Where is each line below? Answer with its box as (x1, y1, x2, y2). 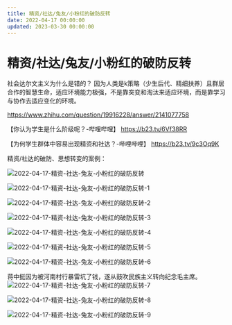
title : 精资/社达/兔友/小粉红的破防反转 (7, 10, 111, 17)
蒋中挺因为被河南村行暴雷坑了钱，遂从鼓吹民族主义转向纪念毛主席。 (7, 272, 202, 281)
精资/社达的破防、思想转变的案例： (7, 154, 107, 163)
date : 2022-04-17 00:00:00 (7, 17, 85, 24)
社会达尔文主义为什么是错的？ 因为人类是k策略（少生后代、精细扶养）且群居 (7, 79, 225, 87)
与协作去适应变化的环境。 (7, 97, 80, 105)
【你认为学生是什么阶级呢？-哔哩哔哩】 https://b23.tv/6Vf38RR (7, 125, 188, 133)
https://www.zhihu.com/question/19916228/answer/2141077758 (7, 110, 190, 119)
